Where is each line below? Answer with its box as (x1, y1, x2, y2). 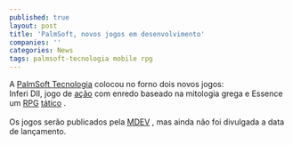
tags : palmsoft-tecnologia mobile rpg (9, 54, 153, 63)
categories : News (9, 46, 74, 55)
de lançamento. (9, 126, 67, 136)
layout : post (9, 21, 58, 30)
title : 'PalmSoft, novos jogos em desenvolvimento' (9, 29, 205, 38)
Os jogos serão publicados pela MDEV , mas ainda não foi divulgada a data (9, 117, 285, 127)
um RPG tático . (9, 98, 67, 108)
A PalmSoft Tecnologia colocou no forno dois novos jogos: (9, 79, 224, 89)
